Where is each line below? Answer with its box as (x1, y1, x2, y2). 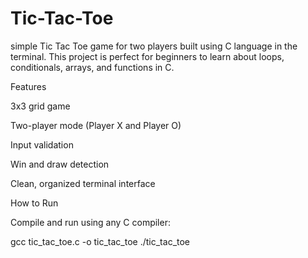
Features (10, 80, 47, 92)
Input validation (10, 138, 74, 151)
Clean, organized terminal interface (10, 177, 156, 189)
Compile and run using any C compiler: (10, 216, 171, 228)
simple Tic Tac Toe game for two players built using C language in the (10, 40, 298, 52)
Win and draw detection (10, 158, 110, 170)
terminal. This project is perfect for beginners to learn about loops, (10, 50, 285, 62)
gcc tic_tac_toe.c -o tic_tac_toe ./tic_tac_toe (10, 235, 191, 247)
